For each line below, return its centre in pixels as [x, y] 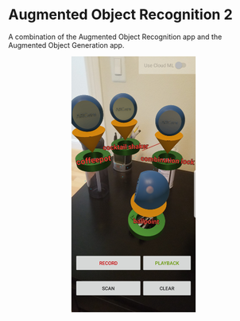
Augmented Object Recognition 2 [120, 15]
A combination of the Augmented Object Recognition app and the [115, 37]
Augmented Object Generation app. [66, 45]
